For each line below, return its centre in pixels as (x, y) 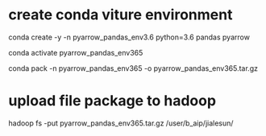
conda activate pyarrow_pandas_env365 (76, 52)
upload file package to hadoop (112, 101)
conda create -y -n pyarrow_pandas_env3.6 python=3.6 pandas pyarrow (129, 37)
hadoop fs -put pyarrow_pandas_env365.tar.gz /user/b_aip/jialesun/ (121, 123)
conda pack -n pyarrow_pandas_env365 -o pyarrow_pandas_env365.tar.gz (133, 68)
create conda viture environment (121, 15)
